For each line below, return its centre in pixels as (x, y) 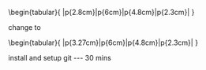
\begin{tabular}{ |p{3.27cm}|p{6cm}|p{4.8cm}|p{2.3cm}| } (103, 42)
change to (24, 27)
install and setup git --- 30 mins (60, 58)
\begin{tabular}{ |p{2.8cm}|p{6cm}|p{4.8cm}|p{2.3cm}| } (101, 12)
